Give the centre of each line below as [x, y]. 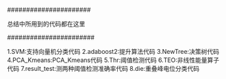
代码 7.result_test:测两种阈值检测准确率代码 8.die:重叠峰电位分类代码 [103, 68]
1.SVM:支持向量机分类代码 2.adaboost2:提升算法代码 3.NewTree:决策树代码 [113, 51]
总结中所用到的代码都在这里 [46, 24]
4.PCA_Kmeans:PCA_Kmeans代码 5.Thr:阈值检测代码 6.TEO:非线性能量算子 [113, 60]
